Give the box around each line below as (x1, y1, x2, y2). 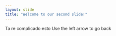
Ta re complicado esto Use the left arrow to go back (5, 25, 112, 31)
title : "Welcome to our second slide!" (5, 12, 88, 17)
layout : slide (5, 7, 35, 12)
